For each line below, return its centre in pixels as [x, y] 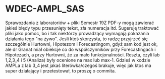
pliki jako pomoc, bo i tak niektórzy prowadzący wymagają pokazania [77, 33]
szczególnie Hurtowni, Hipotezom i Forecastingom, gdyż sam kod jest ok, [81, 44]
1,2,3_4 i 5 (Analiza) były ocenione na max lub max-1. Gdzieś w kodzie [78, 60]
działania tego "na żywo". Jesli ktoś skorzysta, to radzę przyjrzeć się [76, 39]
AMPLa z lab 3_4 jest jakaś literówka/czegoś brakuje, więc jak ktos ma [78, 65]
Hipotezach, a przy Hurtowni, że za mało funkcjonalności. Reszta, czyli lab [82, 55]
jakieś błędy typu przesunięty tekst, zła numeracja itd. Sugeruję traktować [82, 28]
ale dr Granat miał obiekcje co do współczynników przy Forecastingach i [80, 49]
